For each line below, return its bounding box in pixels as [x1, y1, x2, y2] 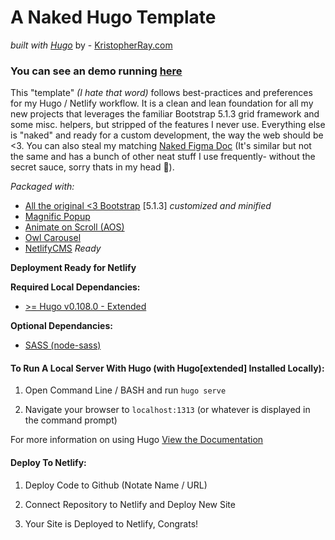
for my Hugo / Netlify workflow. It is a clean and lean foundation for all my [10, 97, 314, 110]
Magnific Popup [24, 211, 91, 223]
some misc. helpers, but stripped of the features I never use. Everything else [10, 119, 326, 131]
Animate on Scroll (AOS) [24, 221, 125, 233]
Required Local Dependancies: [10, 281, 141, 293]
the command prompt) [24, 414, 118, 426]
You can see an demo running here [10, 64, 183, 78]
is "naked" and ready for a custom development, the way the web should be [10, 129, 324, 141]
